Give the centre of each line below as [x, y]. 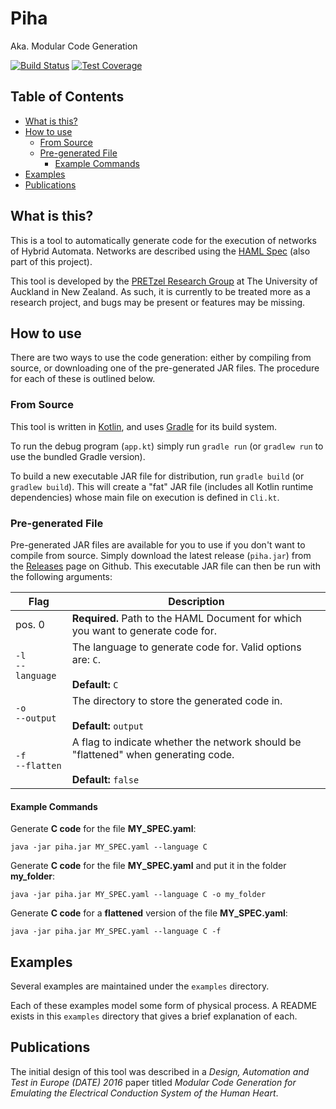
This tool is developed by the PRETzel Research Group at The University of [164, 281]
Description [196, 601]
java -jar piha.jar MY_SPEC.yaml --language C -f [116, 932]
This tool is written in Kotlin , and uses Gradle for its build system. [144, 426]
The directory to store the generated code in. [177, 700]
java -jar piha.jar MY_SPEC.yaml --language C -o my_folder [138, 895]
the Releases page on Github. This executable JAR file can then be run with [165, 566]
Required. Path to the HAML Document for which [187, 618]
